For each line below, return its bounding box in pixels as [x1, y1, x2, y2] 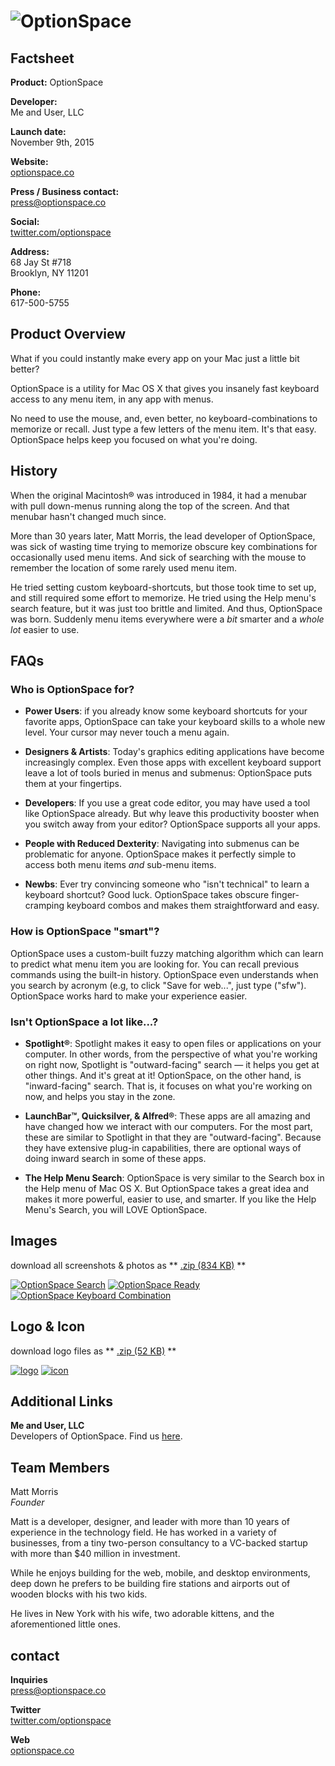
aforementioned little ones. [10, 1618, 121, 1630]
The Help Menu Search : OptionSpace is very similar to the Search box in [24, 1171, 325, 1184]
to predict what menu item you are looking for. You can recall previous [10, 958, 300, 970]
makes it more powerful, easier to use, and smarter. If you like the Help [24, 1193, 317, 1205]
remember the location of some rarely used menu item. [10, 561, 237, 574]
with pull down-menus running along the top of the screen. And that [10, 500, 290, 512]
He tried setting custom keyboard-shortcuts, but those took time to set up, [10, 581, 317, 593]
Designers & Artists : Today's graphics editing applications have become [24, 746, 325, 758]
